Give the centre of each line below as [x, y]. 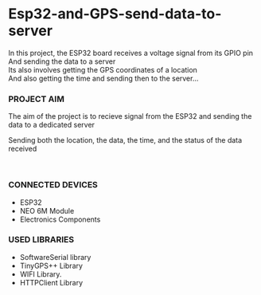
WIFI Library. [41, 274]
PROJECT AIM [37, 99]
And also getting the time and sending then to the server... [103, 78]
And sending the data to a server [62, 61]
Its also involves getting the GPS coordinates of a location [103, 69]
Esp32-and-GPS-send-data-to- [115, 14]
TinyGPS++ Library [51, 265]
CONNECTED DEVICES [53, 185]
